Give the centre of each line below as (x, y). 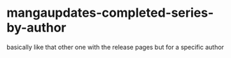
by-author (37, 28)
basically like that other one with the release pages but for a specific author (115, 47)
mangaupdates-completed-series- (110, 13)
